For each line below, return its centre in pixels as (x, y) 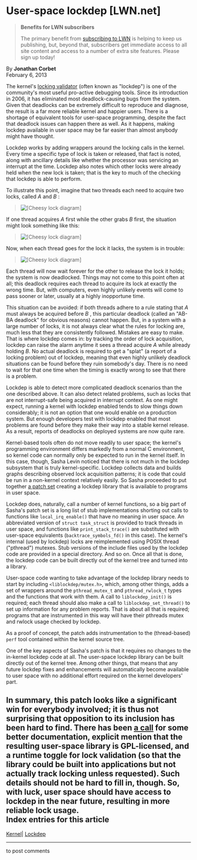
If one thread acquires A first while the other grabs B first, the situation (91, 219)
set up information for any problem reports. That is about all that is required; (98, 609)
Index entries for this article (58, 820)
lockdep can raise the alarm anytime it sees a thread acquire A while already (98, 344)
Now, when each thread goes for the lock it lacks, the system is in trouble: (95, 248)
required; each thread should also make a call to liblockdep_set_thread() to (98, 603)
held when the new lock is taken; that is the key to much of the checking (93, 172)
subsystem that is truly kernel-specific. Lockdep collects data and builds (94, 467)
